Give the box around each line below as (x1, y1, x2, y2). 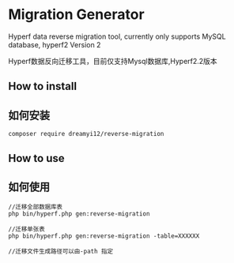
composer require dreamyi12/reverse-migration (8, 130, 164, 138)
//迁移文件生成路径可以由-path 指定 (8, 247, 113, 256)
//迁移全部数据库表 (8, 203, 63, 211)
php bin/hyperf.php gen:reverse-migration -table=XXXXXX (8, 232, 200, 240)
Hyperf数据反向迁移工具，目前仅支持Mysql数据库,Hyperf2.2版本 (8, 56, 217, 66)
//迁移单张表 (8, 225, 45, 234)
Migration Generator (8, 6, 145, 24)
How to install (8, 80, 77, 93)
